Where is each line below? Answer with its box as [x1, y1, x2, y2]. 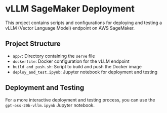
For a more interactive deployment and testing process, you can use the [5, 96, 155, 103]
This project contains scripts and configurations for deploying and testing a [5, 20, 162, 26]
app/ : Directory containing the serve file [12, 53, 95, 59]
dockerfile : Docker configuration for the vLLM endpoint [12, 58, 130, 64]
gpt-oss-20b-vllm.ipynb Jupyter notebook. [5, 102, 95, 108]
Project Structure [5, 40, 61, 48]
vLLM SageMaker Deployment [5, 3, 135, 15]
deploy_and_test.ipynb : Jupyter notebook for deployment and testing [12, 69, 158, 75]
